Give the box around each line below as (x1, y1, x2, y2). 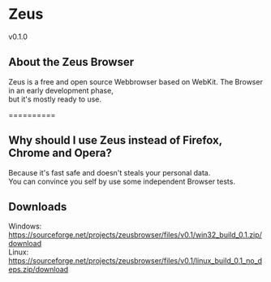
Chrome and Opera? (8, 146, 112, 160)
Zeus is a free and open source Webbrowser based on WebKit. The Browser (8, 76, 264, 86)
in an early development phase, (8, 85, 114, 95)
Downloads (8, 200, 67, 214)
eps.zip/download (8, 265, 69, 275)
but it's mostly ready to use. (8, 94, 102, 104)
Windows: (8, 221, 42, 232)
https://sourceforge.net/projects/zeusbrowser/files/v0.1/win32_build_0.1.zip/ (8, 230, 262, 240)
